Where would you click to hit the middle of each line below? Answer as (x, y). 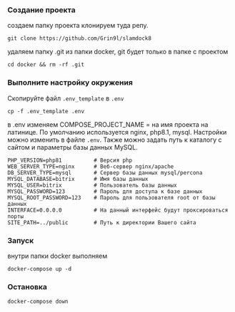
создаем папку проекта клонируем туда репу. (78, 26)
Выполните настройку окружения (70, 83)
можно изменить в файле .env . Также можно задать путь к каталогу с (115, 140)
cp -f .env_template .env (46, 111)
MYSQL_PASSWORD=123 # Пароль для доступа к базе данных (105, 191)
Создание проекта (42, 10)
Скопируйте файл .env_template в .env (66, 98)
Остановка (27, 286)
